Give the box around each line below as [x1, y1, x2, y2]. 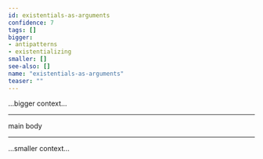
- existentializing [8, 48, 72, 56]
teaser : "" [8, 77, 44, 85]
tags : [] [8, 26, 37, 34]
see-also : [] [8, 63, 51, 70]
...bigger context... [8, 99, 68, 108]
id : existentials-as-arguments [8, 11, 110, 20]
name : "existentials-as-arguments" [8, 70, 124, 78]
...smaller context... [8, 143, 70, 153]
